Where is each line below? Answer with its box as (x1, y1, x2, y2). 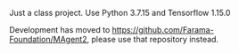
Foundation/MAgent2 (9, 34, 87, 44)
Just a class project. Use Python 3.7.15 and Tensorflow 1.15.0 (9, 8, 231, 18)
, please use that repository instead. (87, 34, 219, 44)
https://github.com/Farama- (111, 25, 214, 34)
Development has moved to (9, 25, 111, 34)
